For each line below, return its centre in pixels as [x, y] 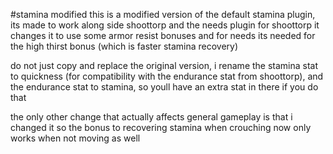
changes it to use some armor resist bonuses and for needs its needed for [163, 35]
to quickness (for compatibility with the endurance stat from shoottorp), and [167, 76]
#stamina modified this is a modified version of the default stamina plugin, [163, 14]
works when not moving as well [75, 138]
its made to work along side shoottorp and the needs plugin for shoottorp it [165, 25]
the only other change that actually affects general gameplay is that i [151, 117]
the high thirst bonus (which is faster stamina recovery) [124, 46]
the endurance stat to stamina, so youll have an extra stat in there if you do [164, 87]
